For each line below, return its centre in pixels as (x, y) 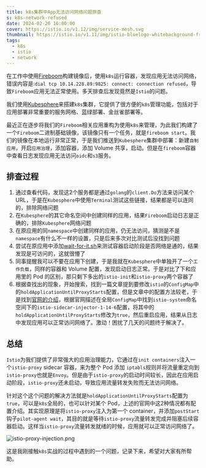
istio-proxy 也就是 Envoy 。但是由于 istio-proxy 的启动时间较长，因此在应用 (100, 375)
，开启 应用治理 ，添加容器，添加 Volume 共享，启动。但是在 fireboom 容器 (105, 148)
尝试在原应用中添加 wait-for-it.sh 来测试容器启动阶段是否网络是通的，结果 (107, 246)
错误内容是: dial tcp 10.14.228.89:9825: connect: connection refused (96, 83)
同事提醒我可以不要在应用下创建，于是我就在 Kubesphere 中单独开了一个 (104, 262)
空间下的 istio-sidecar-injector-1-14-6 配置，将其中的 (85, 308)
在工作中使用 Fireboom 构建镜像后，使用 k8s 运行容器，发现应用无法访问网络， (103, 76)
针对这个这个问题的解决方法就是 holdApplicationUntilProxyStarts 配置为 (97, 396)
